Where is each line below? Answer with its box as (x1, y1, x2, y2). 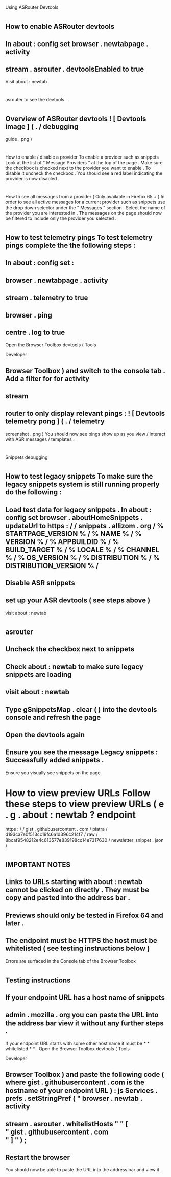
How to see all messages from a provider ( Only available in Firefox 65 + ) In (5, 193, 165, 199)
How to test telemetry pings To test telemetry (5, 233, 153, 242)
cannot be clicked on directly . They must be (5, 886, 150, 894)
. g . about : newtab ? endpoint (5, 809, 136, 821)
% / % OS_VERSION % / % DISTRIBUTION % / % (5, 553, 160, 562)
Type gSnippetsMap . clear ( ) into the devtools (5, 705, 157, 714)
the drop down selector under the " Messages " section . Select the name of (5, 204, 166, 211)
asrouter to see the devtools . (5, 96, 67, 102)
